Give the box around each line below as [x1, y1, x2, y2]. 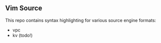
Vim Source [5, 4, 42, 12]
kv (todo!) [12, 32, 33, 38]
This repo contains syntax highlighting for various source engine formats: [5, 17, 156, 23]
